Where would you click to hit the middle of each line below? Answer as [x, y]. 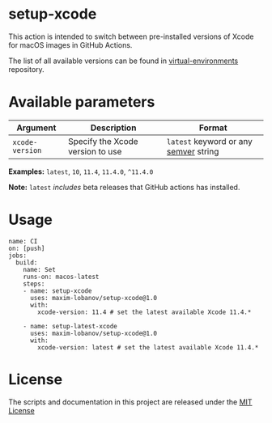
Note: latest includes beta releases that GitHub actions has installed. [124, 187]
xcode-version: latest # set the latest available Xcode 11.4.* [148, 347]
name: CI [23, 241]
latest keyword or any [210, 141]
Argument [36, 128]
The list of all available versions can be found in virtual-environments [123, 61]
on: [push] [27, 248]
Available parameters [82, 102]
